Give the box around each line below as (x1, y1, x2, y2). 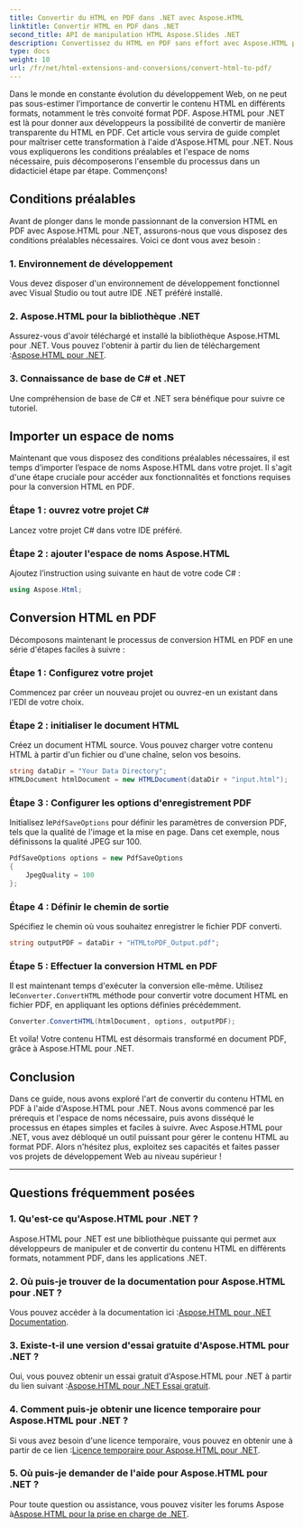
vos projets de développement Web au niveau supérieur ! (9, 1150, 223, 1162)
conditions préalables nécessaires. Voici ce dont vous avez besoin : (9, 234, 261, 245)
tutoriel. (9, 402, 39, 413)
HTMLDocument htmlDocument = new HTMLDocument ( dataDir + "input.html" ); (9, 775, 289, 785)
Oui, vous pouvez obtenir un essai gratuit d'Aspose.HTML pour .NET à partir (9, 1371, 292, 1382)
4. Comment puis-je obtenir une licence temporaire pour (9, 1403, 262, 1416)
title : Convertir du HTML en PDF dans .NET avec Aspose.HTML (9, 13, 244, 23)
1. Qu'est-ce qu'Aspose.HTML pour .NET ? (9, 1212, 198, 1225)
